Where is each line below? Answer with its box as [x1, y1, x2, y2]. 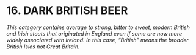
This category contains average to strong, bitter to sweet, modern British [6, 24, 191, 31]
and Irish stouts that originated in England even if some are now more [6, 30, 183, 37]
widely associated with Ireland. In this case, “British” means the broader [6, 36, 189, 44]
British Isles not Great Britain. [6, 43, 81, 50]
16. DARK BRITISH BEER [6, 4, 128, 18]
